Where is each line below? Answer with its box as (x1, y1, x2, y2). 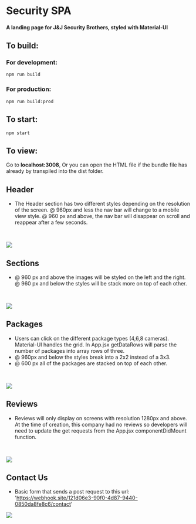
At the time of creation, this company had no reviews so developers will (14, 421, 188, 428)
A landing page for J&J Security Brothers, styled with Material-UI (6, 23, 168, 30)
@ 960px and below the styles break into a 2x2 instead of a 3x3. (14, 353, 171, 360)
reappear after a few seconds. (14, 219, 88, 226)
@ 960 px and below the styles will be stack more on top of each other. (14, 280, 187, 287)
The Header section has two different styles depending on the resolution (14, 200, 191, 207)
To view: (6, 145, 38, 156)
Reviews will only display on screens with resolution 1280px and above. (14, 414, 188, 421)
